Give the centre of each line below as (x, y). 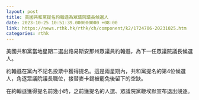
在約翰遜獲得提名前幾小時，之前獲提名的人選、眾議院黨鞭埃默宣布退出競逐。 (99, 91)
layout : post (22, 12)
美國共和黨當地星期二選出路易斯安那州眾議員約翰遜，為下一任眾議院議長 (94, 51)
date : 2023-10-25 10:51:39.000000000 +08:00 (62, 22)
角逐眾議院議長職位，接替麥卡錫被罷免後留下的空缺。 (81, 79)
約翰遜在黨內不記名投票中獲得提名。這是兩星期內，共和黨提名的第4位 (91, 71)
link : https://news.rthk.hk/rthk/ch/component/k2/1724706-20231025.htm (96, 28)
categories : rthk (28, 34)
